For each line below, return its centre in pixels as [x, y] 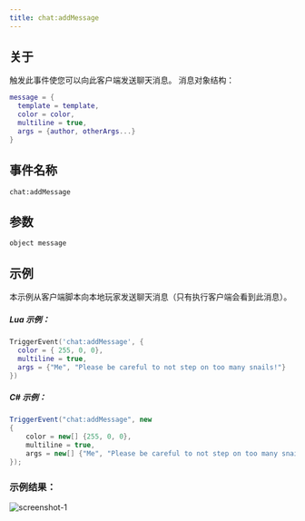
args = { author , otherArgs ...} [77, 131]
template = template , [59, 106]
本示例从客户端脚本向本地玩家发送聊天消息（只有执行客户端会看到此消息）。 [151, 297]
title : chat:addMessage [54, 18]
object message [38, 243]
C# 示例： [28, 398]
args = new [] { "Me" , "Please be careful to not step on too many [152, 453]
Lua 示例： [30, 319]
